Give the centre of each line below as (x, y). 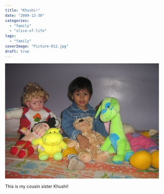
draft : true (17, 51)
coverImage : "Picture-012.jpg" (37, 46)
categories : (17, 20)
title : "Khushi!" (23, 10)
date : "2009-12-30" (25, 15)
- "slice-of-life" (28, 31)
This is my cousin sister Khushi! (37, 186)
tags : (10, 36)
